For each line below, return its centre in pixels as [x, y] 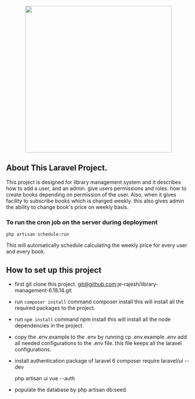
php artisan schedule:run [37, 235]
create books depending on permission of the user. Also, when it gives [91, 194]
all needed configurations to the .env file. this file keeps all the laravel [98, 343]
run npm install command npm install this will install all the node [93, 319]
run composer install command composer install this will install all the [99, 302]
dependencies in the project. [49, 325]
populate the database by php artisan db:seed [70, 390]
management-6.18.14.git [43, 290]
